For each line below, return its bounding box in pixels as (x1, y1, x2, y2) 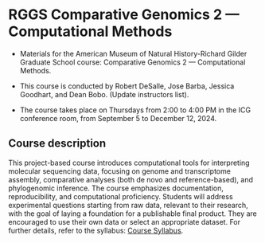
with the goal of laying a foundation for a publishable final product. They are (8, 209, 257, 218)
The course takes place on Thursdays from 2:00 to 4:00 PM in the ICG (19, 105, 251, 115)
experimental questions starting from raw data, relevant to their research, (8, 200, 248, 210)
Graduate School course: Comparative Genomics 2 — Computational (19, 57, 246, 67)
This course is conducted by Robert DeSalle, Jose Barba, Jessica (19, 81, 235, 91)
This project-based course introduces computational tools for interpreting (8, 158, 250, 167)
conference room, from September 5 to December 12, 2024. (19, 113, 217, 123)
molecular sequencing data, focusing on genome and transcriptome (8, 166, 231, 176)
